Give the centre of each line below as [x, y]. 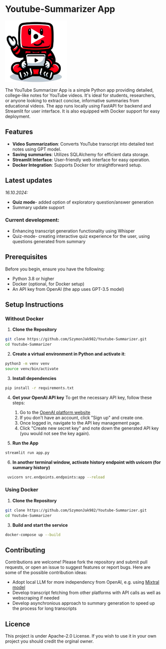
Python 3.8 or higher [33, 278]
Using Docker [22, 490]
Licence [18, 624]
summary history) [31, 467]
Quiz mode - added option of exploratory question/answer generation [83, 202]
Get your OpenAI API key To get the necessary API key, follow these [82, 397]
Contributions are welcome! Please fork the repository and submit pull [76, 562]
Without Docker [24, 319]
